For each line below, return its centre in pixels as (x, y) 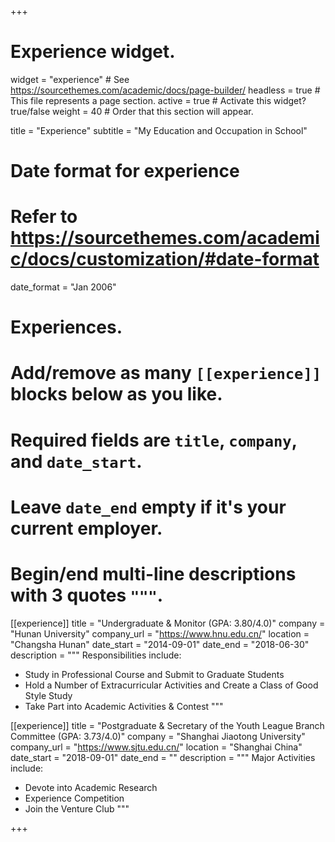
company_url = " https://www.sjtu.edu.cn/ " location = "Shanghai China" (156, 747)
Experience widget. (93, 52)
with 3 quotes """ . (87, 595)
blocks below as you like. (116, 394)
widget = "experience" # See (70, 79)
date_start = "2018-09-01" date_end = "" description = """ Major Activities (163, 757)
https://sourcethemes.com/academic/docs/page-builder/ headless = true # (165, 90)
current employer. (86, 528)
